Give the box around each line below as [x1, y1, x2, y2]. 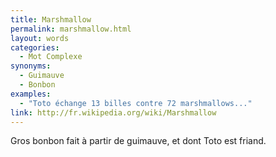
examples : [10, 89, 52, 99]
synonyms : [10, 61, 52, 71]
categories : [10, 42, 60, 53]
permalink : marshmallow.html [10, 24, 132, 34]
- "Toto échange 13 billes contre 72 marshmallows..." [19, 98, 253, 108]
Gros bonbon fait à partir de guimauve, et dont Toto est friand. [10, 135, 267, 147]
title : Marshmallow [10, 14, 92, 25]
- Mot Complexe [19, 52, 83, 62]
